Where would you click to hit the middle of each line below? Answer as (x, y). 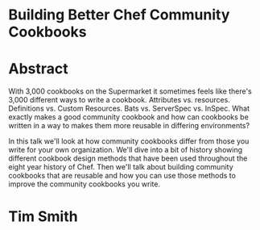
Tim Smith (43, 217)
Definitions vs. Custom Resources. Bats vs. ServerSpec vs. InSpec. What (129, 109)
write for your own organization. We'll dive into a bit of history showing (126, 150)
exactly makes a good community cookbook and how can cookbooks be (129, 117)
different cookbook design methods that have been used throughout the (128, 158)
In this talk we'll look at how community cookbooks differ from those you (129, 141)
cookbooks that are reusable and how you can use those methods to (122, 176)
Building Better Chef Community (119, 15)
